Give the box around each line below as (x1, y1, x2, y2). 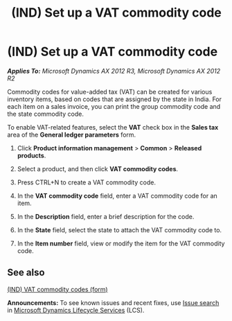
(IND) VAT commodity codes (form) (7, 285, 109, 293)
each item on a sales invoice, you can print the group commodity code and (7, 102, 221, 110)
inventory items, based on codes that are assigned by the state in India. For (7, 95, 222, 103)
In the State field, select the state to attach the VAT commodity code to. (17, 225, 222, 234)
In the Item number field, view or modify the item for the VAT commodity (17, 239, 225, 248)
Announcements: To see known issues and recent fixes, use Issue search (7, 298, 220, 306)
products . (17, 151, 46, 159)
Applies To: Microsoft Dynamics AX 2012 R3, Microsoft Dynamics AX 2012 (7, 67, 221, 75)
